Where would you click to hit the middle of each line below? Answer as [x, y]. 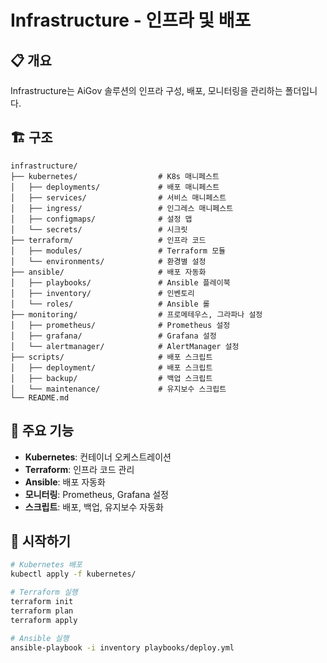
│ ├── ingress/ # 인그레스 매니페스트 [122, 208]
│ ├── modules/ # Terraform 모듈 [118, 251]
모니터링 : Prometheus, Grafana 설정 [96, 494]
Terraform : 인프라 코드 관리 [79, 469]
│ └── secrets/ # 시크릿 [99, 229]
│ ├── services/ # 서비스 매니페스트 [118, 197]
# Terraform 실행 [44, 592]
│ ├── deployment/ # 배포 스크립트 [111, 367]
